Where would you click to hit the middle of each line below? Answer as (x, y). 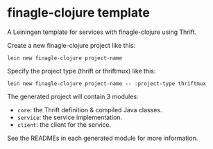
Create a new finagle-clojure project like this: (71, 45)
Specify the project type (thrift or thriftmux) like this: (82, 71)
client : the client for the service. (64, 124)
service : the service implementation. (70, 117)
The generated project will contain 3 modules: (73, 96)
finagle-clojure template (79, 13)
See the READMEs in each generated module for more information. (103, 138)
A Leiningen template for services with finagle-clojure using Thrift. (102, 32)
